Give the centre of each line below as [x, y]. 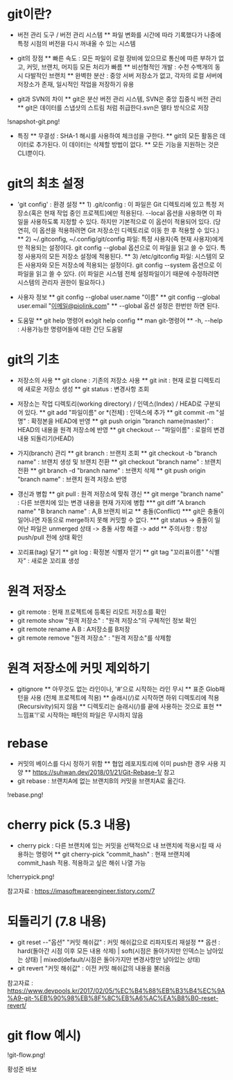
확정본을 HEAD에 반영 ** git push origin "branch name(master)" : [122, 421]
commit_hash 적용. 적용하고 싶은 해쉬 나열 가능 [81, 863]
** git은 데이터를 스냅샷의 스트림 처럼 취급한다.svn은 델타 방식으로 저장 [113, 108]
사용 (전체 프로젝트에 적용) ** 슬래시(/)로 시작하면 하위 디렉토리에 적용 [125, 697]
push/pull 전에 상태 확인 [50, 537]
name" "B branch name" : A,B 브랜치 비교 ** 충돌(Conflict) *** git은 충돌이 [121, 511]
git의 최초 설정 [46, 184]
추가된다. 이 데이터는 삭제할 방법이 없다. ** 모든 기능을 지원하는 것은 [128, 144]
